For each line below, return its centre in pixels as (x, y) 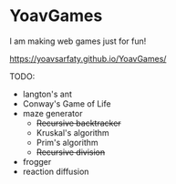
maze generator (52, 113)
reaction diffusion (56, 171)
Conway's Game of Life (67, 103)
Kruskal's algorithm (72, 132)
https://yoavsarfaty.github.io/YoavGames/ (88, 58)
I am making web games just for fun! (78, 41)
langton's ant (47, 94)
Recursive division (71, 152)
